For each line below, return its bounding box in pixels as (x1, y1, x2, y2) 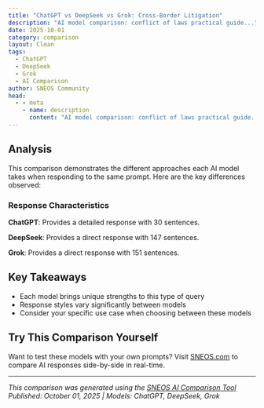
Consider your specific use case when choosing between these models (19, 308, 251, 318)
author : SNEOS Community (8, 84, 90, 93)
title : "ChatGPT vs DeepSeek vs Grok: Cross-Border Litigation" (8, 11, 223, 20)
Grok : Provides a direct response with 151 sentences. (8, 248, 180, 257)
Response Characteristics (8, 199, 110, 210)
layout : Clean (8, 41, 55, 49)
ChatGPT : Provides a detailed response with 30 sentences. (8, 217, 200, 227)
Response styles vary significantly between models (19, 300, 187, 309)
